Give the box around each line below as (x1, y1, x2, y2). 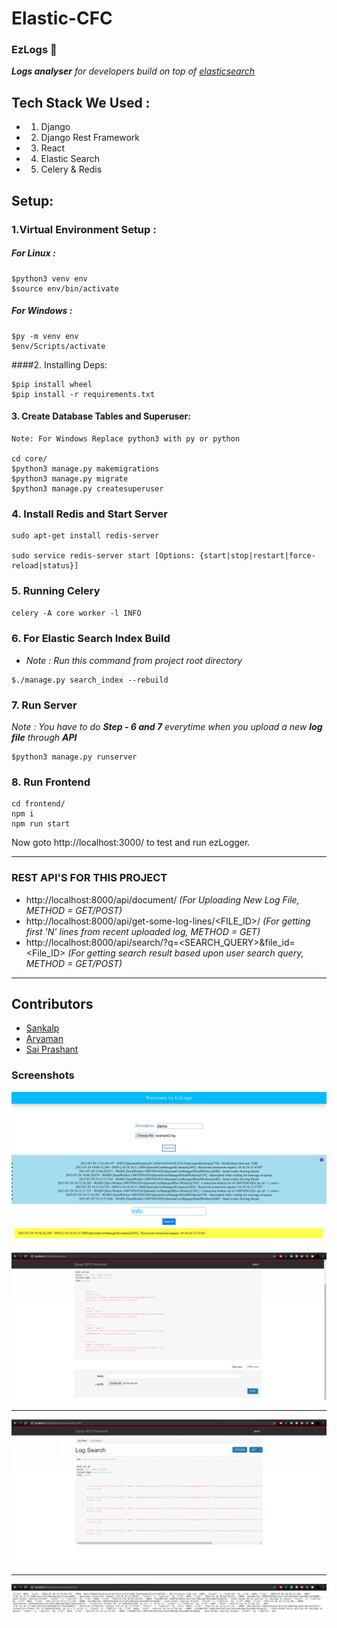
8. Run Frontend (11, 775, 91, 789)
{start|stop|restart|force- (199, 551, 316, 561)
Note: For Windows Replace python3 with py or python (11, 433, 241, 444)
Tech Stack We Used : (11, 94, 151, 111)
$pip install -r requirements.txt (11, 389, 156, 399)
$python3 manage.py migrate (11, 473, 129, 484)
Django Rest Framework (40, 132, 140, 144)
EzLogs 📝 (11, 43, 58, 57)
